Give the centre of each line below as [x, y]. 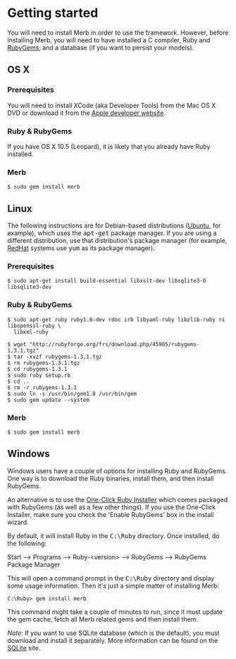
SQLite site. [24, 648]
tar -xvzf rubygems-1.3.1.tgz [58, 357]
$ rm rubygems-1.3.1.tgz [44, 363]
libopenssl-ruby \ [34, 326]
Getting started [53, 13]
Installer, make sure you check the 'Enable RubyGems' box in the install [111, 514]
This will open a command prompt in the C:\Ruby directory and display [111, 578]
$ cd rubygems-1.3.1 [38, 369]
